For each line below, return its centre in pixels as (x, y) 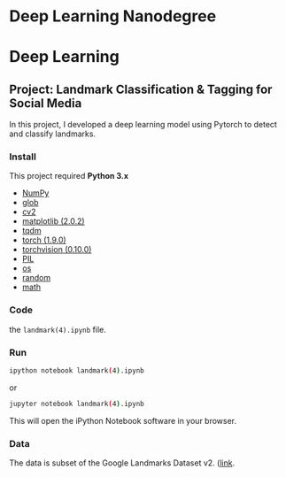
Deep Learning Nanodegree (113, 16)
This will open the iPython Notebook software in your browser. (123, 420)
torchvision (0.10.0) (57, 250)
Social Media (46, 103)
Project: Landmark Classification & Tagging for (141, 89)
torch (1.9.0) (44, 240)
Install (23, 157)
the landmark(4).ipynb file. (58, 329)
